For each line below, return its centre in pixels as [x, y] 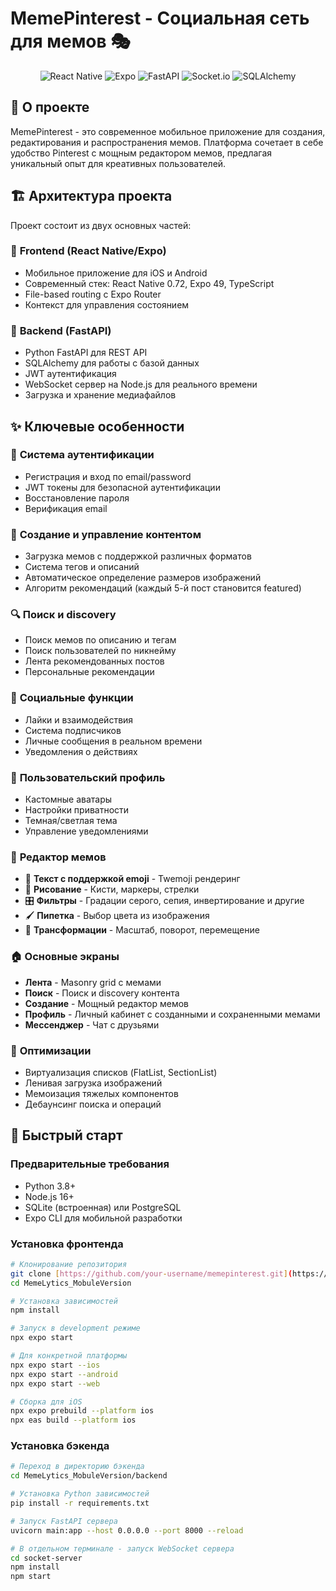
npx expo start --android [64, 1374]
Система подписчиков [73, 730]
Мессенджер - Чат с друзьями [92, 1024]
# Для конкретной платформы [69, 1356]
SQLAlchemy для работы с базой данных [112, 363]
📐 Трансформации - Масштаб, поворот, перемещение [142, 930]
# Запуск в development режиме [75, 1328]
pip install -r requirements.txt [80, 1503]
